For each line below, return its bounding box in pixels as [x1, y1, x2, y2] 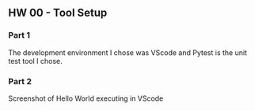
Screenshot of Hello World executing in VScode [8, 94, 164, 103]
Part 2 [8, 76, 32, 87]
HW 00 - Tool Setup [8, 6, 108, 20]
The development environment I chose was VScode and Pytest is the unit [8, 47, 248, 57]
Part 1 [8, 30, 30, 41]
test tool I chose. [8, 56, 63, 65]
